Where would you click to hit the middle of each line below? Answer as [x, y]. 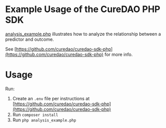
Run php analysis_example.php [44, 120]
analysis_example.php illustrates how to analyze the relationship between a [83, 34]
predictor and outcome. [30, 39]
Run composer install [35, 114]
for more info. [118, 54]
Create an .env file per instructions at [51, 98]
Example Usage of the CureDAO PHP [83, 9]
